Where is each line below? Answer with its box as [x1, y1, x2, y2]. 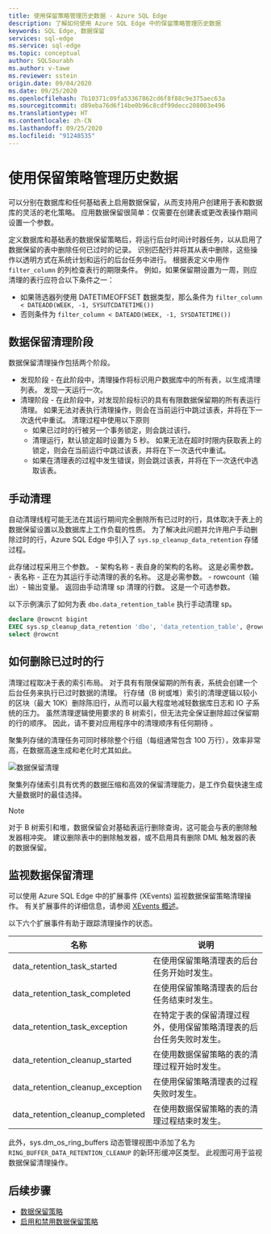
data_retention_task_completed [12, 988, 131, 999]
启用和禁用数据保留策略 [19, 1217, 98, 1227]
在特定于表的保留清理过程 [152, 1010, 250, 1021]
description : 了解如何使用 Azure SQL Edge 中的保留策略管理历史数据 [8, 19, 222, 27]
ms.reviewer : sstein [8, 72, 78, 80]
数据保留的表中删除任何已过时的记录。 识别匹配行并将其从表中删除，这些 [8, 244, 251, 254]
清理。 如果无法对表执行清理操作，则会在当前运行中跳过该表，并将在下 [19, 405, 256, 415]
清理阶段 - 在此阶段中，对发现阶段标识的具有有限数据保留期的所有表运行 [19, 395, 261, 405]
